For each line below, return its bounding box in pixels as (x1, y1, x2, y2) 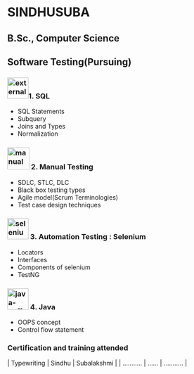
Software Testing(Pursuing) (7, 56, 132, 67)
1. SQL (28, 91, 51, 101)
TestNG (17, 270, 40, 278)
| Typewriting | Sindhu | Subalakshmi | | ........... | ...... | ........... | (7, 359, 188, 368)
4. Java (30, 302, 56, 311)
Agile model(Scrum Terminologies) (17, 193, 118, 201)
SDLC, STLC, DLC (17, 178, 70, 186)
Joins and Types (17, 122, 65, 131)
